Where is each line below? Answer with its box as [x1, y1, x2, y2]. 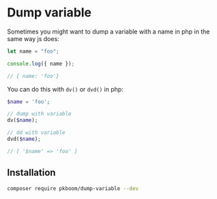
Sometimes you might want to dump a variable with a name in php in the [7, 27, 210, 36]
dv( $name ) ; [7, 117, 38, 124]
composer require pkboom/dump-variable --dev [7, 185, 139, 192]
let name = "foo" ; [7, 48, 59, 55]
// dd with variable [7, 129, 66, 136]
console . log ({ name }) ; [7, 60, 75, 67]
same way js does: [7, 34, 59, 42]
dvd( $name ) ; [7, 135, 41, 143]
